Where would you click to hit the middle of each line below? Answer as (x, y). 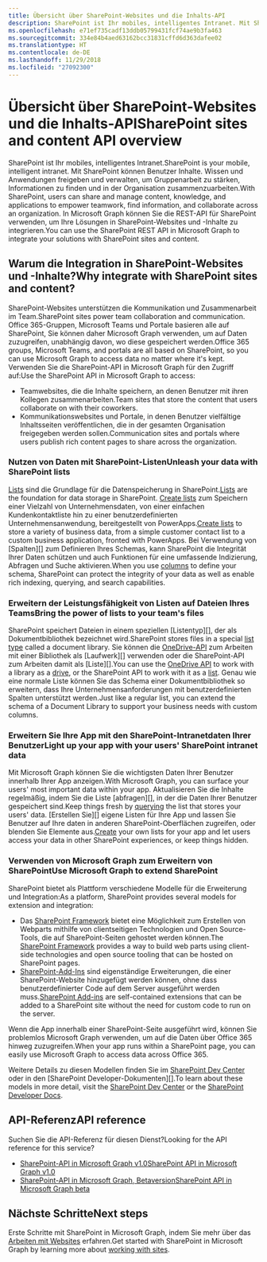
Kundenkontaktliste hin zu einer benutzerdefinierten (93, 515)
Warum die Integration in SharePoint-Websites (126, 264)
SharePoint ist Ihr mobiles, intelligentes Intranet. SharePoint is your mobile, (129, 162)
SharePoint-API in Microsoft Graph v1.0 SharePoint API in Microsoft (128, 1163)
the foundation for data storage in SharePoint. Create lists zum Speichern (128, 497)
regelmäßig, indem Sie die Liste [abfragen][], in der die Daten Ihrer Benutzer (133, 798)
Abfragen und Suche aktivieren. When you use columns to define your (122, 565)
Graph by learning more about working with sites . (89, 1249)
